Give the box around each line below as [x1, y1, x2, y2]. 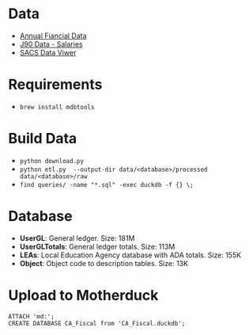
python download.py [19, 157, 85, 165]
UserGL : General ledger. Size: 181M [19, 233, 135, 242]
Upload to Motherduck [8, 286, 159, 304]
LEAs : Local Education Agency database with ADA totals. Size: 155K [19, 250, 242, 260]
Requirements [8, 76, 103, 93]
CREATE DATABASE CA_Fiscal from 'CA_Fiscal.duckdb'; [8, 319, 186, 327]
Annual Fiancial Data [19, 31, 87, 40]
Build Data [8, 130, 77, 147]
